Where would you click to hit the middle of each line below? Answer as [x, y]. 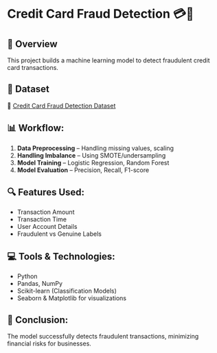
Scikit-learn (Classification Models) [67, 291]
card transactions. [33, 68]
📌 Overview [32, 44]
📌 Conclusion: [38, 320]
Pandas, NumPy [40, 284]
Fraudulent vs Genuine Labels [59, 234]
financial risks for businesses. [49, 343]
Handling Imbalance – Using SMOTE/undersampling [91, 155]
